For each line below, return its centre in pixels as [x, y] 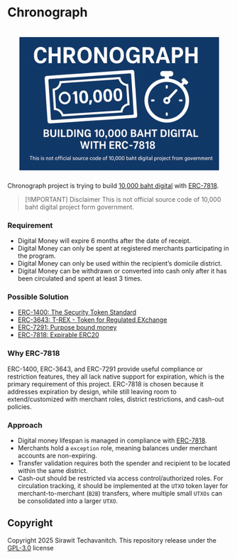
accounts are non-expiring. [57, 456]
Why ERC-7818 [34, 354]
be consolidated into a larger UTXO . [68, 501]
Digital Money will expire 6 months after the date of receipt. [104, 241]
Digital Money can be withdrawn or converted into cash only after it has [122, 271]
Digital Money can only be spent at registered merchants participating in [123, 249]
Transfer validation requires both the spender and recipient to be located [124, 463]
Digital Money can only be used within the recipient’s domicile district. [120, 264]
